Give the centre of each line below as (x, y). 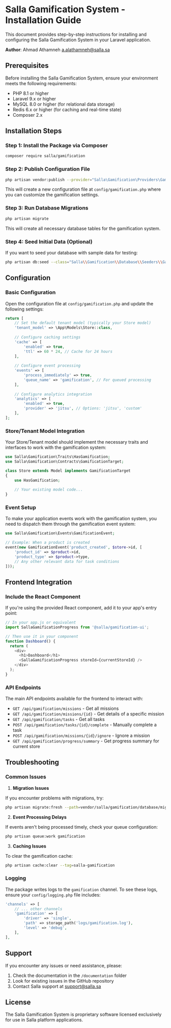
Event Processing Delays (40, 817)
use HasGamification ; (37, 480)
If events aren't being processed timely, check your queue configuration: (82, 827)
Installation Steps (34, 131)
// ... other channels (38, 909)
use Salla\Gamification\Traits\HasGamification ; (58, 457)
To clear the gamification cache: (39, 856)
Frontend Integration (39, 582)
